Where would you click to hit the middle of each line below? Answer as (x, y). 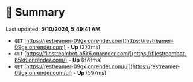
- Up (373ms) (84, 47)
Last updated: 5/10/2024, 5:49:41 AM (53, 29)
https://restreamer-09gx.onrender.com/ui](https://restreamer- (103, 66)
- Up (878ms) (85, 60)
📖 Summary (35, 12)
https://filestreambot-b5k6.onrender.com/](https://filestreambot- (106, 53)
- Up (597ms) (90, 72)
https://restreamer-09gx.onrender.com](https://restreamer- (100, 40)
